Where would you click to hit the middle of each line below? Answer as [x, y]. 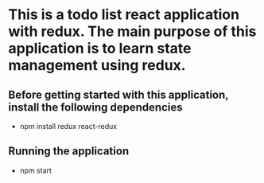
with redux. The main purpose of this [132, 31]
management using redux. [97, 66]
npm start [35, 170]
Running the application [69, 152]
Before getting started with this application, [118, 94]
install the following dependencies [95, 107]
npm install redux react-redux [68, 126]
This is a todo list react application [124, 15]
